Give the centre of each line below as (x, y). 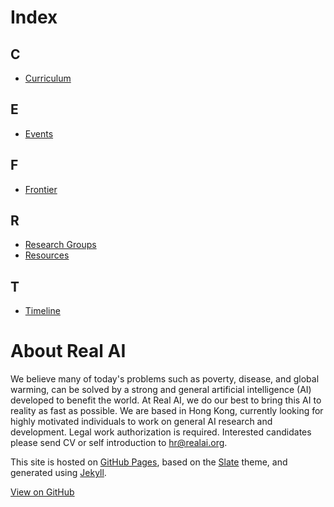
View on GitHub (42, 492)
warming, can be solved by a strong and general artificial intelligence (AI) (161, 390)
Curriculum (48, 78)
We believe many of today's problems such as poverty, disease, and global (165, 379)
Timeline (42, 311)
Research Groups (60, 245)
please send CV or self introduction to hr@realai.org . (119, 443)
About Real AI (68, 351)
